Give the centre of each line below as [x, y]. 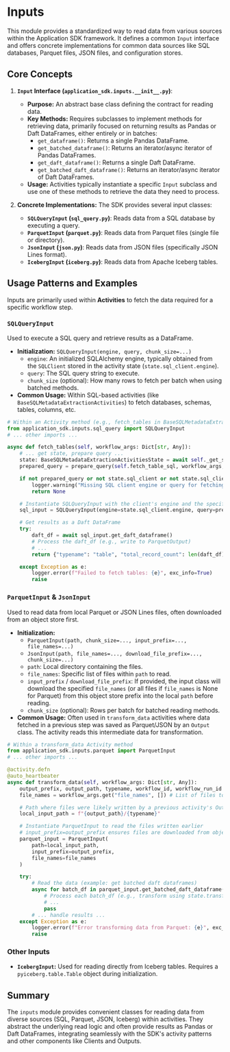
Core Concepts [40, 74]
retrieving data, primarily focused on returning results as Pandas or [122, 126]
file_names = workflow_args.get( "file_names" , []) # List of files [117, 795]
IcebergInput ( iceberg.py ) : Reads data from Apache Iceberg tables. [123, 262]
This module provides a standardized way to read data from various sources [115, 31]
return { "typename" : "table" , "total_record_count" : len [114, 554]
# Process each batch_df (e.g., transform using [114, 896]
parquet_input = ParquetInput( [64, 839]
